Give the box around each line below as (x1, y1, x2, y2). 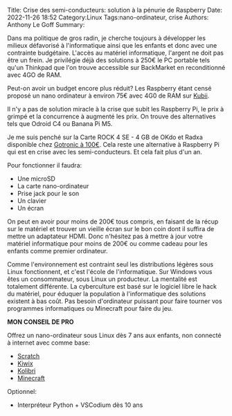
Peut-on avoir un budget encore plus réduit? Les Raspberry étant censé (7, 84, 212, 92)
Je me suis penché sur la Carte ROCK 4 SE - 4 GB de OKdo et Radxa (7, 133, 203, 141)
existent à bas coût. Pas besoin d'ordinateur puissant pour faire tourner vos (7, 297, 223, 305)
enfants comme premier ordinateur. (7, 247, 108, 255)
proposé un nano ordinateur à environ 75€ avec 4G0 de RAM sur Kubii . (7, 91, 210, 100)
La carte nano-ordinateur (17, 182, 89, 190)
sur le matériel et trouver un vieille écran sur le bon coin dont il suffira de (7, 225, 215, 233)
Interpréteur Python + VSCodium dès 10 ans (17, 401, 143, 409)
